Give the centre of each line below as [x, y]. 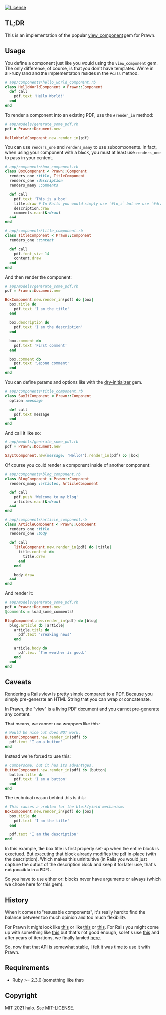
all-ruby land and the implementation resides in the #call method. [72, 73]
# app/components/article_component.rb [46, 520]
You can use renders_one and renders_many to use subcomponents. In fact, [81, 147]
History [17, 900]
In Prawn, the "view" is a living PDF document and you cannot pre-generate [82, 709]
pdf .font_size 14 [32, 254]
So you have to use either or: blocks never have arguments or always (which [83, 879]
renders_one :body [29, 534]
